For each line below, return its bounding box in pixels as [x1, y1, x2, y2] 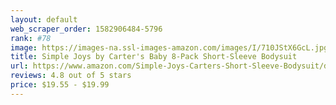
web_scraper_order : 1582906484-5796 [10, 24, 163, 34]
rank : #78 [10, 33, 52, 43]
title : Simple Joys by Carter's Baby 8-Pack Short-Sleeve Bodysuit [10, 52, 298, 62]
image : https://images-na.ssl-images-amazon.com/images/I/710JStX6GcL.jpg [10, 42, 329, 53]
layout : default [10, 14, 78, 25]
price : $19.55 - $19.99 [10, 80, 110, 90]
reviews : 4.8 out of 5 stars [10, 71, 132, 81]
